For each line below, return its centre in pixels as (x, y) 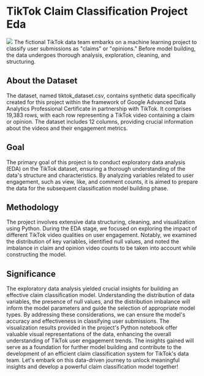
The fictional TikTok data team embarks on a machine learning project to (105, 42)
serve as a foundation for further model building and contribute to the (94, 347)
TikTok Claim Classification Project (97, 11)
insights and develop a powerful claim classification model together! (93, 367)
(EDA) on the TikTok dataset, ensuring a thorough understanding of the (96, 168)
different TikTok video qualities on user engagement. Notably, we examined (102, 235)
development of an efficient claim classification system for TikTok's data (98, 354)
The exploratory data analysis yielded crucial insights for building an (93, 288)
